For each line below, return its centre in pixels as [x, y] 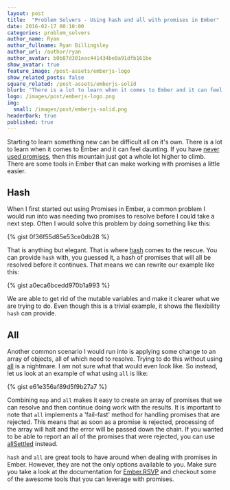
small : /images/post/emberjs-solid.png [70, 109]
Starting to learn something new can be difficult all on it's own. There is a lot [115, 142]
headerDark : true [32, 115]
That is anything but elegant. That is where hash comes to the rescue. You [112, 250]
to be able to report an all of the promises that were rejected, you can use [111, 436]
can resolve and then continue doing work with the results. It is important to [114, 408]
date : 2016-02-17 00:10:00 [46, 26]
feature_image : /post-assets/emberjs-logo [69, 71]
